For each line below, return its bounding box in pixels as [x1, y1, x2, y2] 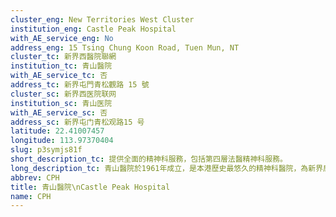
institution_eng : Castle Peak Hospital [10, 24, 177, 34]
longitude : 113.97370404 [10, 136, 114, 146]
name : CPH [10, 191, 52, 201]
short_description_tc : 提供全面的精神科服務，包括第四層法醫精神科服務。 [10, 154, 288, 164]
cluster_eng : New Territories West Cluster [10, 14, 195, 25]
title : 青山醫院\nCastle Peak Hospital [10, 182, 171, 192]
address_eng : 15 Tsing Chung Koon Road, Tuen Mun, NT [10, 42, 240, 53]
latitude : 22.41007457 [10, 126, 105, 136]
